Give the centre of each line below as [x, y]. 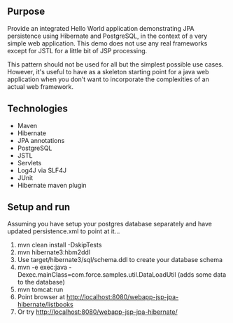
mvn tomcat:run [40, 289]
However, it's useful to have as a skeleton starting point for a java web [108, 71]
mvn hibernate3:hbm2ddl [54, 252]
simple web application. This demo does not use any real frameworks [107, 43]
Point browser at [41, 297]
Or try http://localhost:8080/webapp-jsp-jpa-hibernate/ [97, 312]
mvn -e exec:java [42, 267]
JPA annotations [41, 140]
